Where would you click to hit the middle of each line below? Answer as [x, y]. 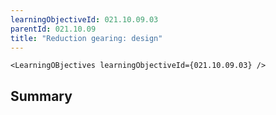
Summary [41, 96]
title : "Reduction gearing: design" [86, 38]
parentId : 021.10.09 [53, 29]
